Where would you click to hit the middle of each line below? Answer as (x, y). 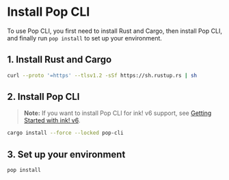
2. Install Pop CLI (43, 97)
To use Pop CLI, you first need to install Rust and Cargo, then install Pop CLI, (114, 31)
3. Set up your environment (66, 154)
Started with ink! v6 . (52, 120)
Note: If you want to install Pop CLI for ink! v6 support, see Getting (118, 113)
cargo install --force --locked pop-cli (66, 133)
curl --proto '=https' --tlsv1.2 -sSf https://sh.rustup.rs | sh (102, 75)
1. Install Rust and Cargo (59, 60)
